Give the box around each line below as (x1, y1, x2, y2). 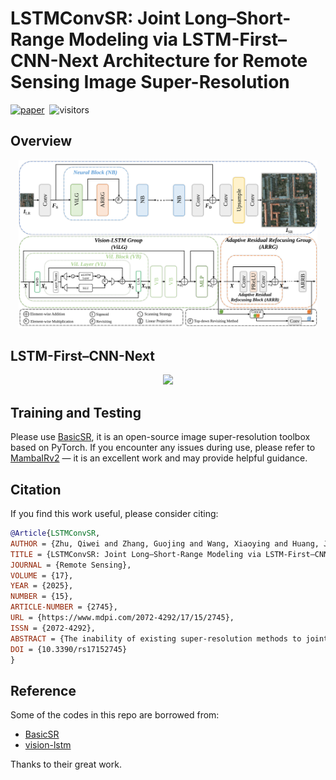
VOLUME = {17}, (10, 570, 74, 581)
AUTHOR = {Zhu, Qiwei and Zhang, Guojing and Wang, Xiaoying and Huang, (10, 538, 320, 549)
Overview (10, 133, 73, 150)
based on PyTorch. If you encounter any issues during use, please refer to (10, 442, 316, 454)
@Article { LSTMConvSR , (10, 528, 101, 539)
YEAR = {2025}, (10, 581, 74, 591)
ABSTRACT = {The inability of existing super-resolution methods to (10, 633, 302, 644)
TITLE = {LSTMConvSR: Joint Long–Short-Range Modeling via (10, 549, 262, 559)
